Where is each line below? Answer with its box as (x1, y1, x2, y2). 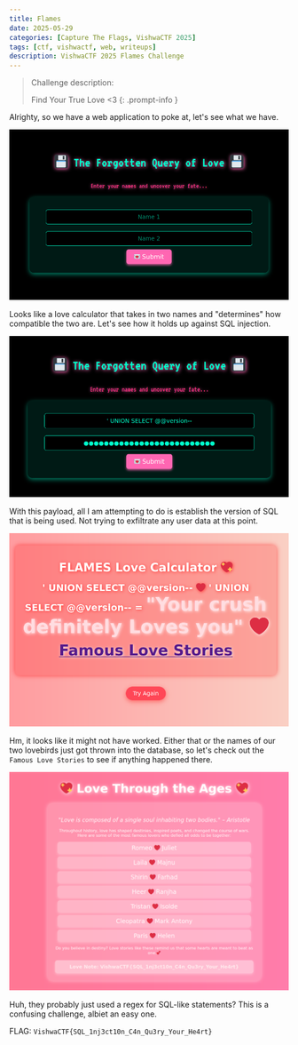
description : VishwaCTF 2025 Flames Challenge (9, 52, 184, 61)
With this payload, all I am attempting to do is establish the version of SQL (9, 506, 279, 516)
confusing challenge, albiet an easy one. (9, 1009, 157, 1019)
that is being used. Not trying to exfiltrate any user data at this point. (9, 515, 259, 526)
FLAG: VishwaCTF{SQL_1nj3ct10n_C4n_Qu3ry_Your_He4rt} (9, 1026, 213, 1037)
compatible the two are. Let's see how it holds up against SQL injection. (9, 318, 271, 329)
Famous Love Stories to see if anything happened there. (9, 754, 213, 765)
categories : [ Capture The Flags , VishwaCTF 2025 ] (9, 33, 197, 42)
